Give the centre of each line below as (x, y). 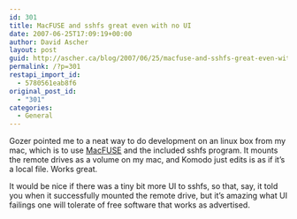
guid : (19, 58)
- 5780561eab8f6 (47, 83)
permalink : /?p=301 (45, 67)
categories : (31, 108)
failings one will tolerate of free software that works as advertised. (129, 205)
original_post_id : (43, 91)
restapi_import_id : (45, 75)
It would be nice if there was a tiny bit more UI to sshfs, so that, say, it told (144, 186)
